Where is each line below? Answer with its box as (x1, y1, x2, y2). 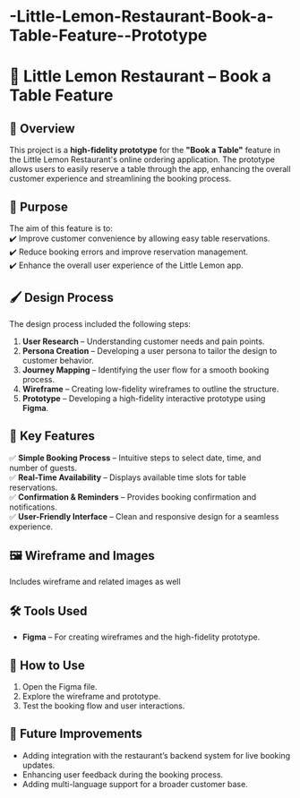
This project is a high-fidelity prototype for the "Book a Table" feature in (9, 145, 280, 156)
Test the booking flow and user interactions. (21, 700, 185, 711)
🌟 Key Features (9, 428, 96, 444)
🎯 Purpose (9, 199, 69, 214)
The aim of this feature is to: (9, 223, 114, 234)
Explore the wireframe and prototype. (21, 691, 161, 702)
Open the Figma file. (21, 682, 98, 692)
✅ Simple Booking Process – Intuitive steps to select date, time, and (9, 452, 261, 463)
